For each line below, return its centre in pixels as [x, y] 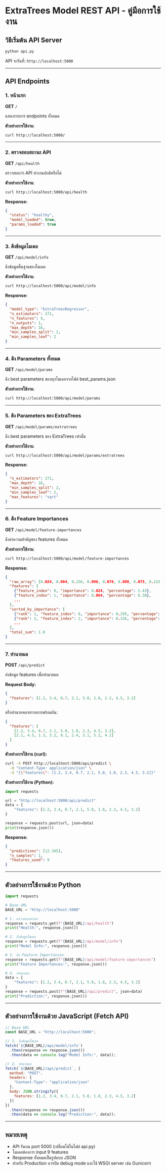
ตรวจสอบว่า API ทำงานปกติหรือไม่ [33, 173]
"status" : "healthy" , [32, 215]
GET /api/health [22, 163]
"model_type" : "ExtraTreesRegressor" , [50, 309]
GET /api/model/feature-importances [43, 529]
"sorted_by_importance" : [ [37, 609]
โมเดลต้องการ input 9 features [40, 1152]
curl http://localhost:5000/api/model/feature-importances [67, 559]
